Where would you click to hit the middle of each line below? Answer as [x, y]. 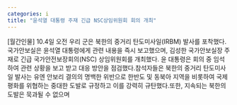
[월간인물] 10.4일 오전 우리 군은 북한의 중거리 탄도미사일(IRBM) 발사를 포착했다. [117, 41]
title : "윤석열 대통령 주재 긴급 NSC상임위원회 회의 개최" [82, 20]
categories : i [28, 14]
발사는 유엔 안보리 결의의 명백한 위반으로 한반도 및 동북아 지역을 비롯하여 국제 [121, 76]
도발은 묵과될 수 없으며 [39, 94]
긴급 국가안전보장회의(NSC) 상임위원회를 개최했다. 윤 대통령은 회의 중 [116, 59]
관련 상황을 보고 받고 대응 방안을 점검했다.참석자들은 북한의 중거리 [111, 68]
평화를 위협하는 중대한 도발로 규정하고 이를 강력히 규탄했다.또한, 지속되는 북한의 [117, 85]
